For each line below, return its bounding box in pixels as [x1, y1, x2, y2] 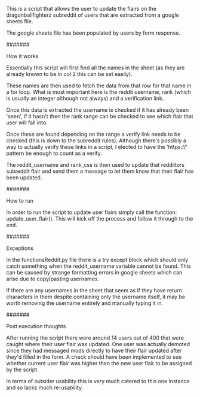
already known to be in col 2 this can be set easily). [6, 71, 133, 77]
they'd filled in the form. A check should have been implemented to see [6, 353, 182, 361]
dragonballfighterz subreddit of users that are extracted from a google [6, 11, 179, 19]
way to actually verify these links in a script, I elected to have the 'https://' [6, 143, 188, 150]
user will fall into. [6, 119, 48, 126]
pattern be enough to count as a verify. [6, 149, 103, 157]
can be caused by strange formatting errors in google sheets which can [6, 269, 183, 276]
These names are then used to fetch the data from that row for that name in [6, 82, 192, 89]
